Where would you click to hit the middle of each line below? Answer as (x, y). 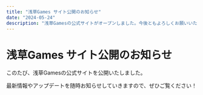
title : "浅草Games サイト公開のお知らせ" (54, 12)
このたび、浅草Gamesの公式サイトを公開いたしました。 (76, 73)
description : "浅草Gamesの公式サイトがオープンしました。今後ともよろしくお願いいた (102, 23)
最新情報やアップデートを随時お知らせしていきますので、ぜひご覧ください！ (101, 86)
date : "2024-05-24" (31, 18)
